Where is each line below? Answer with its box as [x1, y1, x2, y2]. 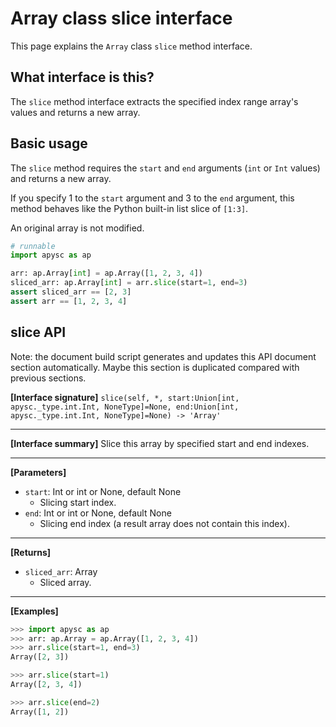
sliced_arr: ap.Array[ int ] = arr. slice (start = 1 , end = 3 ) [10, 278, 248, 288]
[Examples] [10, 605, 59, 617]
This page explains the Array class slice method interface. [10, 40, 253, 52]
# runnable [10, 241, 56, 251]
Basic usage [10, 135, 88, 152]
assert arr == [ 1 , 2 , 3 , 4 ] [10, 296, 128, 306]
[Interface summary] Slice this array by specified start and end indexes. [10, 437, 310, 449]
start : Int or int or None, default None [24, 485, 182, 497]
